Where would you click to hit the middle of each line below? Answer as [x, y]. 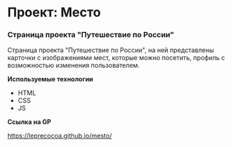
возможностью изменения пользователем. [74, 66]
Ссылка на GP [29, 122]
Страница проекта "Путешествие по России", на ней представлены [111, 50]
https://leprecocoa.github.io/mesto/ [60, 136]
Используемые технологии [50, 79]
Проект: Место [54, 12]
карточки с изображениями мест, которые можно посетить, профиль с [116, 58]
